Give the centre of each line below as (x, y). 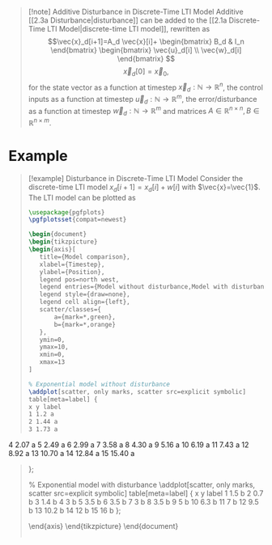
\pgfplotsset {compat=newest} (77, 220)
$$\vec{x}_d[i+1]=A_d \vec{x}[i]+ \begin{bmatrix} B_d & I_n (146, 41)
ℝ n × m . (40, 122)
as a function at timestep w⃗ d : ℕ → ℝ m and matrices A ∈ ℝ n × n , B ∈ (144, 111)
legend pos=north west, (79, 279)
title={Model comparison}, (85, 257)
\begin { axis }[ (52, 250)
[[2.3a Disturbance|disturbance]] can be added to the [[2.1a (127, 20)
